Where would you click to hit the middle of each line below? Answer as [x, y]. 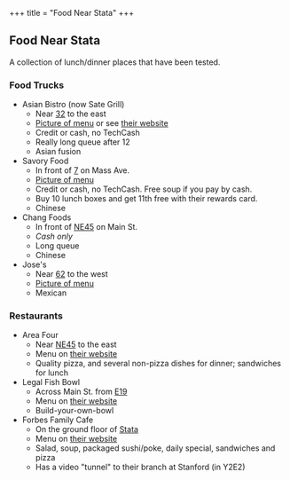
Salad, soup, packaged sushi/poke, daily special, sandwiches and [155, 448]
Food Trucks [37, 85]
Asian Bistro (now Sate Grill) [73, 105]
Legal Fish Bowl [51, 382]
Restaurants [36, 316]
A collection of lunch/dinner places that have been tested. [115, 62]
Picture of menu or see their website [102, 123]
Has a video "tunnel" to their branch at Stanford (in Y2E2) [140, 467]
